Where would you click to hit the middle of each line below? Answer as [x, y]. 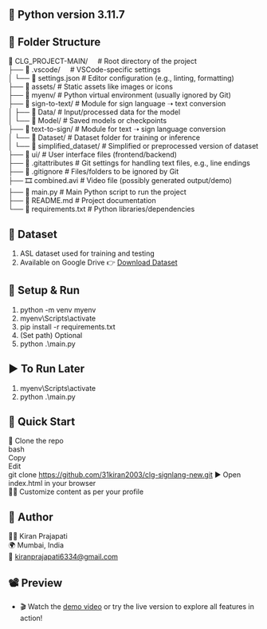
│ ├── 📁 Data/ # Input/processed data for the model [94, 112]
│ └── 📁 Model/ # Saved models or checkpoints [88, 121]
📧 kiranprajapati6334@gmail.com [63, 557]
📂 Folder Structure [55, 42]
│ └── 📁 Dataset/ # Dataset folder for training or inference [104, 137]
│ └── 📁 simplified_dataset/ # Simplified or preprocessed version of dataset [133, 146]
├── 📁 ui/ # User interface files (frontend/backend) [93, 155]
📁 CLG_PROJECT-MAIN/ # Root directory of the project [103, 62]
